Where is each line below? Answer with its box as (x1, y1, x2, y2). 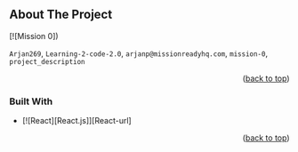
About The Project (9, 7, 113, 22)
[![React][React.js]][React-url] (21, 116, 132, 126)
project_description (9, 57, 86, 66)
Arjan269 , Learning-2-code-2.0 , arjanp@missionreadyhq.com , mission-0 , (9, 48, 269, 59)
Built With (9, 95, 53, 108)
